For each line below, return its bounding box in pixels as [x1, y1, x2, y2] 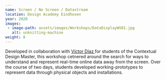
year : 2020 [5, 16, 28, 21]
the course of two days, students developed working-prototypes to [5, 64, 143, 70]
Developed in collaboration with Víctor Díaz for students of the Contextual [5, 48, 157, 54]
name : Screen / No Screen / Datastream [5, 7, 88, 12]
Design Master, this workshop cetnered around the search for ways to [5, 53, 149, 59]
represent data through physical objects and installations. [5, 69, 123, 75]
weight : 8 [5, 35, 26, 40]
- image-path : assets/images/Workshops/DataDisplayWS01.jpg [7, 26, 135, 31]
